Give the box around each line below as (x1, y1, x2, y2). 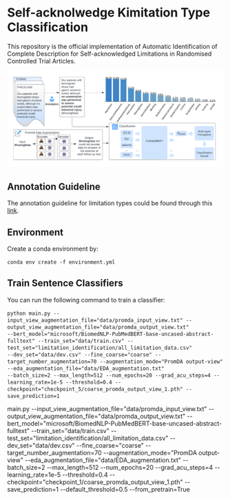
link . (7, 207, 19, 215)
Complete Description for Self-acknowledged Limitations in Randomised (7, 50, 212, 58)
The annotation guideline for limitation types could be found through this (7, 199, 213, 207)
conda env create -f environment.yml (7, 259, 116, 266)
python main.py (7, 310, 51, 317)
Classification (7, 19, 88, 35)
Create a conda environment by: (7, 244, 98, 253)
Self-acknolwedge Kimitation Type (7, 5, 211, 21)
